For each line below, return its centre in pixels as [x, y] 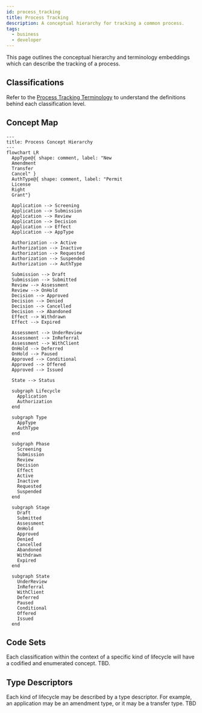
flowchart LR [23, 153]
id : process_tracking [33, 12]
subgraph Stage [31, 507]
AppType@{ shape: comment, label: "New [62, 158]
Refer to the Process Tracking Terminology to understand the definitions [96, 97]
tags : [13, 29]
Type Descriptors [40, 682]
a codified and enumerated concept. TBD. [58, 663]
